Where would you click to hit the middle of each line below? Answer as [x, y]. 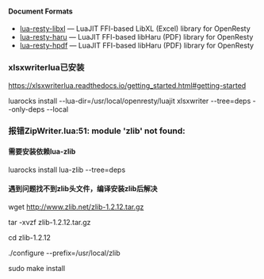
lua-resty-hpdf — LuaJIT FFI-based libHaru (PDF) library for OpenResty [137, 46]
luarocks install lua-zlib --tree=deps [67, 170]
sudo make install [37, 268]
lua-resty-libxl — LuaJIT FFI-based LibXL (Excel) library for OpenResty [135, 29]
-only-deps [27, 109]
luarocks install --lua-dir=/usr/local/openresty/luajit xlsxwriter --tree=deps [130, 101]
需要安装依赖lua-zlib [42, 151]
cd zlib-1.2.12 [30, 237]
